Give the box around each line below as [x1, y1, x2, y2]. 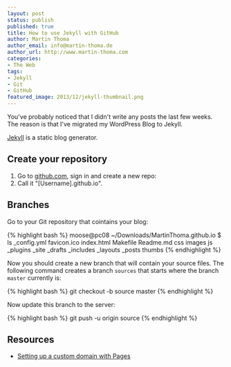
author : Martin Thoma [7, 36, 70, 43]
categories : [7, 55, 41, 62]
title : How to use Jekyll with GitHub [7, 29, 119, 37]
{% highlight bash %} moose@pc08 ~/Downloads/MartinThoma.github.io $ [7, 231, 221, 239]
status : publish [7, 17, 54, 23]
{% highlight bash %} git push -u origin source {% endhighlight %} [7, 314, 198, 322]
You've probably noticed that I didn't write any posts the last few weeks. [7, 113, 213, 121]
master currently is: [7, 274, 62, 282]
